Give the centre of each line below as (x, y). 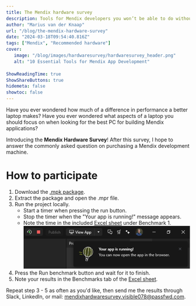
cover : (14, 50)
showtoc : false (24, 93)
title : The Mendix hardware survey (49, 12)
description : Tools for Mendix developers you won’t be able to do (90, 18)
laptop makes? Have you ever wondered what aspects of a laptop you (90, 116)
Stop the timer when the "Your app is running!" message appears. (102, 217)
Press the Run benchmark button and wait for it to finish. (82, 273)
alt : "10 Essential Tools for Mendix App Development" (82, 61)
